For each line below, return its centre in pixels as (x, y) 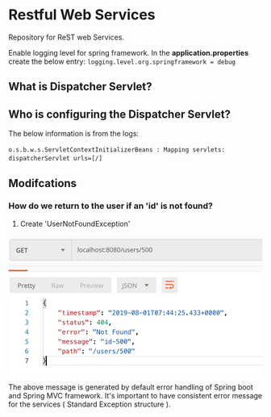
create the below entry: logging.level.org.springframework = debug (122, 61)
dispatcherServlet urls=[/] (56, 159)
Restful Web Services (82, 15)
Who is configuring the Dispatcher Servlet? (120, 114)
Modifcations (43, 183)
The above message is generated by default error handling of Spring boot (131, 387)
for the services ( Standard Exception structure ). (90, 404)
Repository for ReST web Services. (67, 37)
